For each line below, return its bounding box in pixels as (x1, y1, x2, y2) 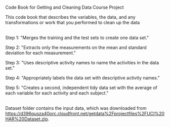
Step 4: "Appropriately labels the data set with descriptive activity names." (5, 75, 160, 80)
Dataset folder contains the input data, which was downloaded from (5, 105, 147, 111)
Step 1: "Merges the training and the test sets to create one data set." (5, 35, 149, 40)
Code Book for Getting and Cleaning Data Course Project (5, 5, 124, 10)
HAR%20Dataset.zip (5, 116, 48, 122)
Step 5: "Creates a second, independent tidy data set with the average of (5, 84, 158, 91)
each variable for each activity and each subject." (5, 90, 109, 96)
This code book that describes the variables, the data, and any (5, 14, 136, 20)
